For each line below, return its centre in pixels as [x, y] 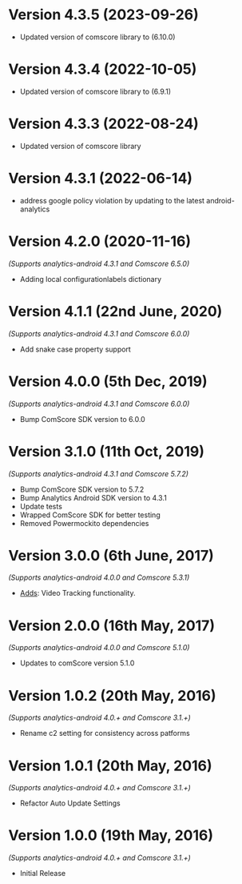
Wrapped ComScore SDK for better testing [90, 515]
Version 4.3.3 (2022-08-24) [104, 124]
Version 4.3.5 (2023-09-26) [104, 15]
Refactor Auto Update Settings [70, 803]
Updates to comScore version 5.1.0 [77, 663]
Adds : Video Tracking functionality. [77, 593]
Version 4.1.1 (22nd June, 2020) [115, 311]
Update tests [41, 506]
